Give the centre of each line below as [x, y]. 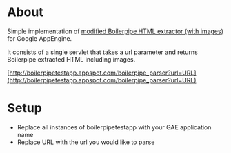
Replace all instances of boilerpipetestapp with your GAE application [114, 127]
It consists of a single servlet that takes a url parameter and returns [102, 52]
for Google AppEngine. [40, 38]
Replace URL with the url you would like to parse [86, 142]
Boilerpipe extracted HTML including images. [71, 59]
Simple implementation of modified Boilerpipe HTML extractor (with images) [115, 31]
